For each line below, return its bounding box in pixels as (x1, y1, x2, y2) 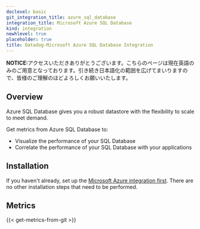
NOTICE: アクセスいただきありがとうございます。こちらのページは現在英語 (6, 59, 189, 66)
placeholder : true (6, 36, 52, 42)
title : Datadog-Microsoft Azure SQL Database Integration (6, 42, 153, 48)
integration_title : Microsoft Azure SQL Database (6, 20, 133, 26)
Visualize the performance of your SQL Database (14, 137, 136, 144)
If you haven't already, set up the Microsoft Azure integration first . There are (6, 177, 194, 184)
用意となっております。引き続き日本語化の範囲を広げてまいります (21, 66, 183, 74)
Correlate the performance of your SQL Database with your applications (14, 143, 192, 151)
